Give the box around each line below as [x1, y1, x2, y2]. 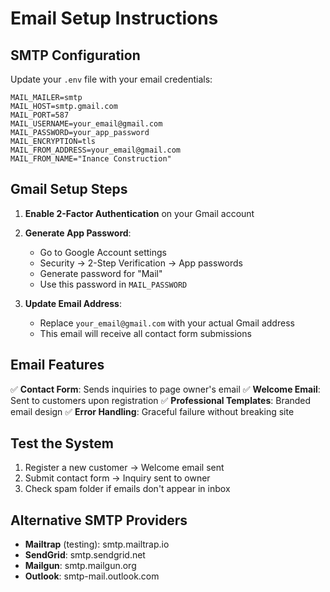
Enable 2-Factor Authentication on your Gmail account [24, 207, 255, 219]
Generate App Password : [24, 227, 132, 239]
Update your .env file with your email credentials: [10, 73, 213, 85]
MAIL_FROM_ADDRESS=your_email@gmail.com [10, 145, 182, 155]
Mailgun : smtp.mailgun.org [24, 560, 137, 572]
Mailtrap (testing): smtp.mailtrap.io [24, 538, 170, 551]
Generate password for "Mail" [39, 267, 163, 279]
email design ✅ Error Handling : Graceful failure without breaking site [10, 405, 295, 417]
